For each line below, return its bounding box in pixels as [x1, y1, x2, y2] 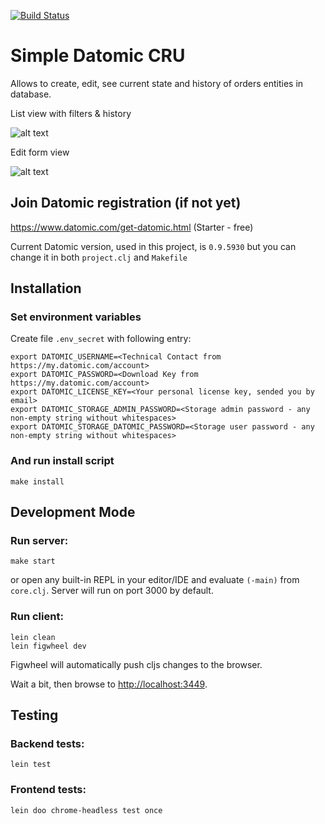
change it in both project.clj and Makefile [10, 251, 188, 263]
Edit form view [10, 146, 70, 158]
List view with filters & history [10, 107, 132, 119]
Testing [10, 707, 59, 724]
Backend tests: [10, 737, 85, 751]
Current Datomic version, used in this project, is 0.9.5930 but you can [10, 240, 297, 252]
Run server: [10, 534, 69, 548]
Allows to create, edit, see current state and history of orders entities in [10, 77, 304, 89]
